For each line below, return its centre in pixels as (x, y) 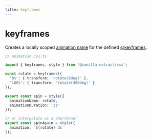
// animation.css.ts (26, 56)
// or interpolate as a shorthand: (41, 119)
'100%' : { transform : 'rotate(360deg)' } (52, 83)
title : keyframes (23, 10)
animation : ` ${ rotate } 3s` (37, 128)
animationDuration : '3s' (35, 105)
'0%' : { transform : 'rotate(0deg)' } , (49, 79)
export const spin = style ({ (35, 96)
